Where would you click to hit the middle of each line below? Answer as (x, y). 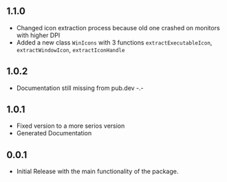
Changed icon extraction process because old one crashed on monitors (118, 27)
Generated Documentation (54, 133)
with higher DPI (38, 35)
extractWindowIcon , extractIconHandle (71, 49)
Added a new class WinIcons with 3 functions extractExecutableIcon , (114, 42)
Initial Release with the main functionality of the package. (97, 172)
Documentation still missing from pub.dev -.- (80, 88)
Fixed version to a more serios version (71, 126)
